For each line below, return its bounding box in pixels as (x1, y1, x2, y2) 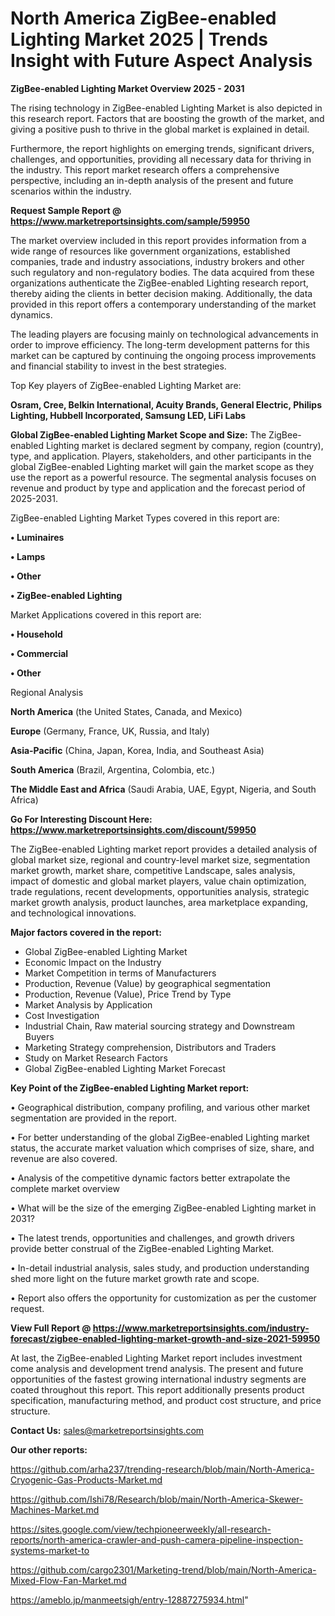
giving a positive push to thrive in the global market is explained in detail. (10, 123, 310, 135)
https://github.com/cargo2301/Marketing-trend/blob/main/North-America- (10, 1563, 317, 1576)
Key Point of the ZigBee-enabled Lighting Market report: (10, 1082, 250, 1094)
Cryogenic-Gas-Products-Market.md (10, 1473, 163, 1486)
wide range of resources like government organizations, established (10, 245, 291, 257)
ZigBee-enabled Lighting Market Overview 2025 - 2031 (10, 82, 245, 94)
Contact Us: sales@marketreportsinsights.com (10, 1424, 205, 1436)
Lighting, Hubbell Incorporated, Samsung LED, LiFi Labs (10, 409, 247, 421)
